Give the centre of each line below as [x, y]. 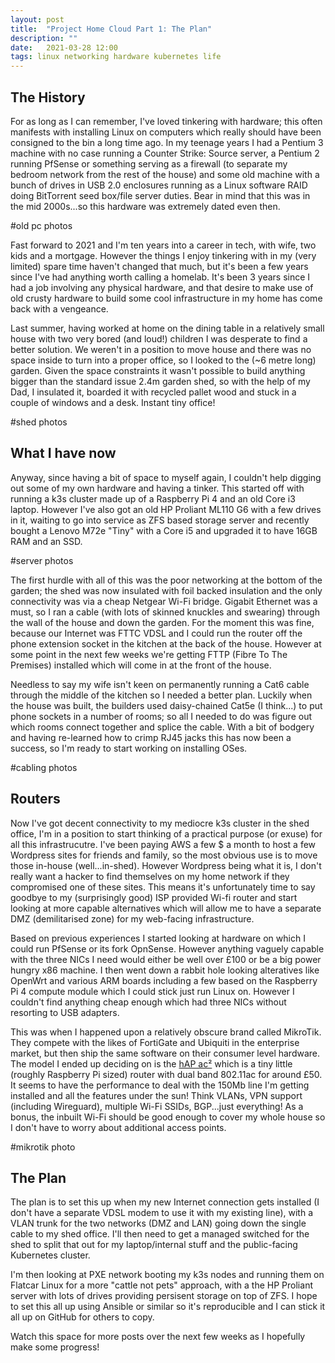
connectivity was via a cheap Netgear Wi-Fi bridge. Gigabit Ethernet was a [164, 601]
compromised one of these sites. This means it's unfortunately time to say [163, 887]
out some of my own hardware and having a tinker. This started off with [157, 488]
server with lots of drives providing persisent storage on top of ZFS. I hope [164, 1296]
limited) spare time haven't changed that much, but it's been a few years [159, 266]
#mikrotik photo [43, 1147]
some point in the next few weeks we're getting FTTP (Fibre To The [149, 654]
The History [48, 97]
